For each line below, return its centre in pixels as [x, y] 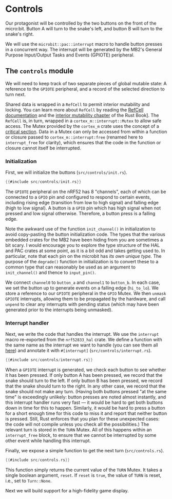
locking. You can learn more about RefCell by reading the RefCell [74, 110]
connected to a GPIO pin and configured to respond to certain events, [78, 197]
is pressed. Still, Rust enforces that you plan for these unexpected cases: [83, 419]
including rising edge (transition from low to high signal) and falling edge [82, 202]
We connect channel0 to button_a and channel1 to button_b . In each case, [83, 282]
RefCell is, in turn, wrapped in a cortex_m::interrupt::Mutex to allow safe [83, 121]
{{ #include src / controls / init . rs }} [43, 182]
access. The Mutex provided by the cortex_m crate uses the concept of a [82, 126]
